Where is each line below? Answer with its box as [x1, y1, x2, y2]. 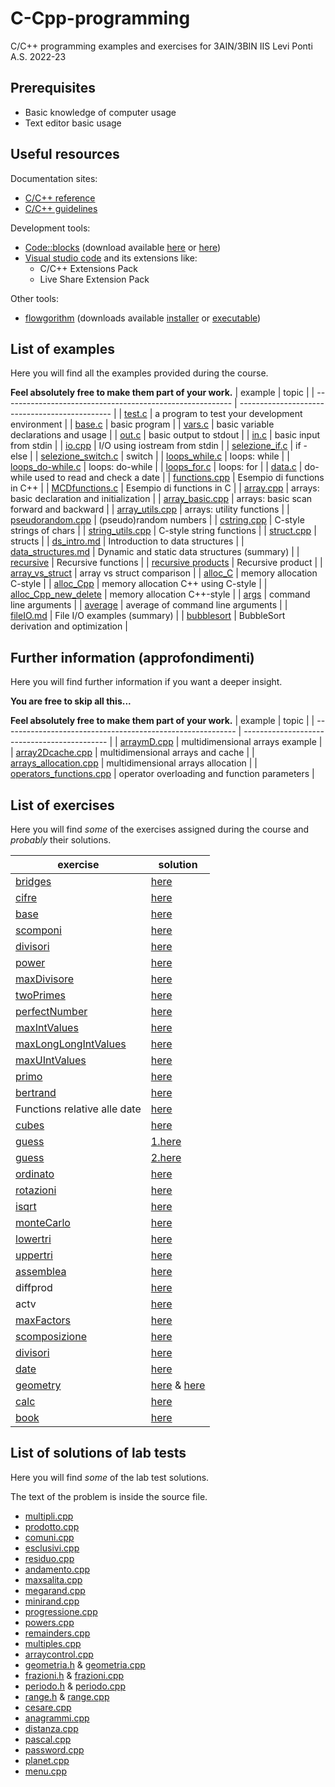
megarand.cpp [24, 1584, 86, 1596]
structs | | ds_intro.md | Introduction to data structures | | [10, 535, 245, 547]
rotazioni [15, 1183, 57, 1197]
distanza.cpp [24, 1722, 79, 1734]
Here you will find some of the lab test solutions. [10, 1471, 210, 1483]
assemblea [15, 1265, 67, 1278]
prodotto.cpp [24, 1520, 80, 1532]
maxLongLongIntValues [15, 1037, 127, 1051]
